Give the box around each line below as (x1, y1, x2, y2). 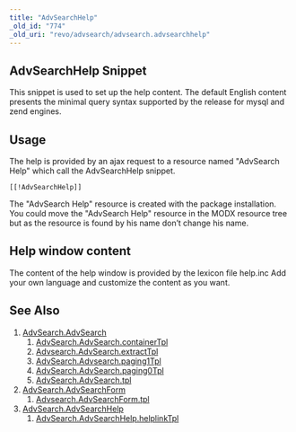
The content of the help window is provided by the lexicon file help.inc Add (9, 267, 287, 278)
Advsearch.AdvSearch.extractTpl (35, 346, 159, 357)
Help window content (9, 243, 132, 259)
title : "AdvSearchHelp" (9, 13, 99, 22)
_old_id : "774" (9, 22, 66, 31)
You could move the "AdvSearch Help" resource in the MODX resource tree (9, 208, 288, 218)
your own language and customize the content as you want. (9, 277, 231, 287)
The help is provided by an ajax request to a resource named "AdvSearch (9, 156, 280, 166)
